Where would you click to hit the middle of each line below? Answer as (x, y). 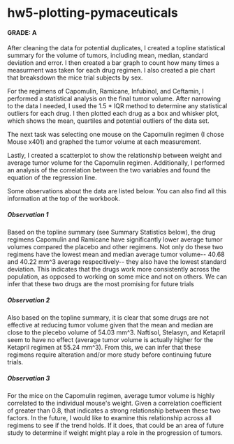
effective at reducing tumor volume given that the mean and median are (110, 325)
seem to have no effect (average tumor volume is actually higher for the (110, 340)
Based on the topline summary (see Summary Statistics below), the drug (111, 232)
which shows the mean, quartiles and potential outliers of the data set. (108, 121)
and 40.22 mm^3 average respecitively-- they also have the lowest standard (117, 262)
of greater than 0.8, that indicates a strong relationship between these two (114, 410)
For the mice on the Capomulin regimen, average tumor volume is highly (111, 396)
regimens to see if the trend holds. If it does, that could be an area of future (116, 425)
